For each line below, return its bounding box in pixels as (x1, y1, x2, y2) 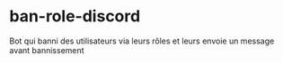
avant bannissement (9, 44, 84, 55)
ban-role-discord (9, 6, 141, 27)
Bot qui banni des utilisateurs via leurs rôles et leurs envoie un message (9, 35, 275, 46)
